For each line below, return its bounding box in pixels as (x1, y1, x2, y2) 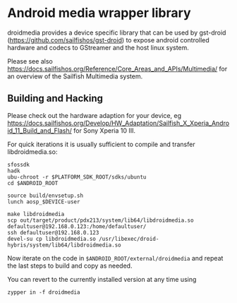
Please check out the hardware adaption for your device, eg (7, 111, 182, 119)
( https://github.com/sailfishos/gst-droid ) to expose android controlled (7, 35, 209, 44)
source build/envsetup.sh (7, 192, 83, 199)
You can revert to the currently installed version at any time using (7, 275, 197, 283)
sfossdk (7, 161, 30, 168)
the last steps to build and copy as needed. (7, 261, 133, 270)
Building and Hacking (7, 93, 104, 105)
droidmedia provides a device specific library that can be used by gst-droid (7, 28, 226, 37)
